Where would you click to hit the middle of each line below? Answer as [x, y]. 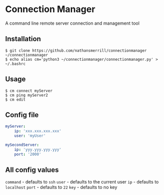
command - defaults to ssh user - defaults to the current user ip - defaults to [82, 182]
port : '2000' [28, 154]
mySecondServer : [22, 145]
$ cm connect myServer [29, 91]
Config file [22, 115]
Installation [23, 39]
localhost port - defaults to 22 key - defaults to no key [61, 187]
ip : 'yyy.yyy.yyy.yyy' [38, 149]
